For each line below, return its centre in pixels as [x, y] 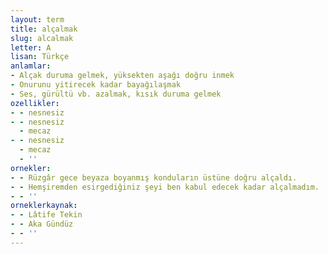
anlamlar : [31, 66]
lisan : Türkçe [40, 57]
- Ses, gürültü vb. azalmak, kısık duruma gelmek [116, 94]
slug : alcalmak [42, 38]
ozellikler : [35, 103]
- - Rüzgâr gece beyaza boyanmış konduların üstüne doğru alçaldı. [154, 177]
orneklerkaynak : [44, 206]
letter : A [31, 47]
